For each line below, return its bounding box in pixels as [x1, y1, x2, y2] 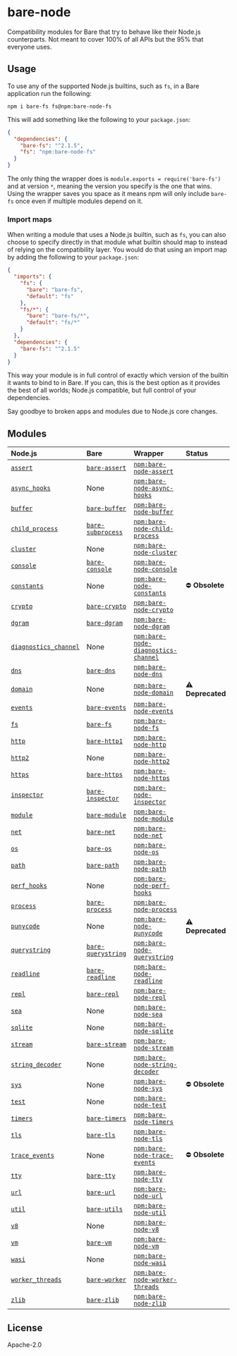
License [7, 1321, 43, 1333]
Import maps [7, 214, 52, 224]
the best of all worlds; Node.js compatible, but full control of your [7, 386, 197, 395]
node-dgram [133, 623, 171, 631]
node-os [133, 848, 159, 857]
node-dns [133, 671, 163, 678]
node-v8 [133, 1226, 159, 1234]
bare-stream [86, 1041, 127, 1049]
